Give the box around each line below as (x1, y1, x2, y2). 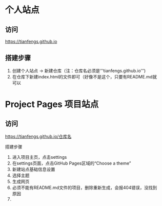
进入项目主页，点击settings (12, 154, 67, 160)
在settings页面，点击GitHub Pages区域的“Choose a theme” (12, 160, 131, 166)
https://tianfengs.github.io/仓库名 (5, 133, 72, 139)
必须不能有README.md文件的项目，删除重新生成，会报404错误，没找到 (12, 185, 157, 190)
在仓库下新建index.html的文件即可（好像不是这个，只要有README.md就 (12, 74, 157, 79)
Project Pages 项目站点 (5, 99, 99, 110)
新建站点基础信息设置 (12, 166, 55, 172)
